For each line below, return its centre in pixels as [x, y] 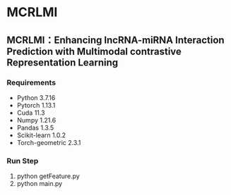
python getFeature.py [48, 176]
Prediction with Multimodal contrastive [94, 51]
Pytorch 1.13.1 [36, 105]
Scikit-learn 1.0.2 [41, 135]
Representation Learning [63, 62]
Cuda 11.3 [31, 113]
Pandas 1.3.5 [35, 127]
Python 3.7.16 [36, 97]
